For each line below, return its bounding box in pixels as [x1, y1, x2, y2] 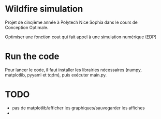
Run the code [5, 51, 59, 62]
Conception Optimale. [5, 24, 49, 30]
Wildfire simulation [5, 3, 83, 15]
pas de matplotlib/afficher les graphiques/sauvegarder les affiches [12, 105, 145, 111]
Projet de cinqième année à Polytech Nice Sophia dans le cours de [5, 19, 138, 25]
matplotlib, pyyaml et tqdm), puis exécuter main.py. [5, 72, 107, 78]
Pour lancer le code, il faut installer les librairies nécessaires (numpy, [5, 67, 142, 73]
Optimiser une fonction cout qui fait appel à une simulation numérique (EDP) [5, 34, 157, 40]
